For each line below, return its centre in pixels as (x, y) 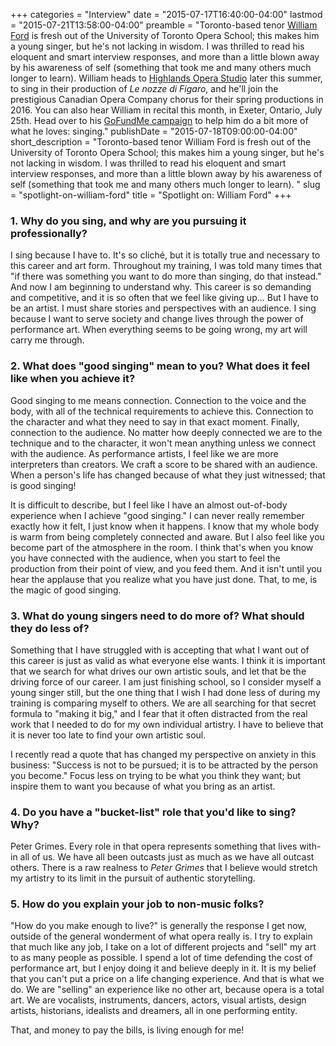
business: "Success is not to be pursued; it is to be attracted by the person (164, 765)
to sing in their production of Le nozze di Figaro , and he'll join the (144, 88)
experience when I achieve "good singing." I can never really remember (157, 515)
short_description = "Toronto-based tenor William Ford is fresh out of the (161, 142)
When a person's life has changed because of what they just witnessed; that (168, 475)
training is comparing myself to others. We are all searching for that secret (163, 703)
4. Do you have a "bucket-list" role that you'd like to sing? (153, 812)
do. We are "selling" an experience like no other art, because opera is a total (167, 990)
